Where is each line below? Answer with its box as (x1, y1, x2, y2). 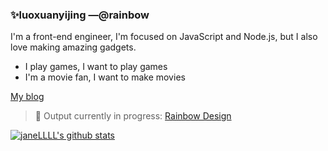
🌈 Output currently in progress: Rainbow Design (34, 110, 232, 122)
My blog (10, 91, 45, 103)
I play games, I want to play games (24, 61, 168, 73)
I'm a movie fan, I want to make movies (24, 71, 186, 83)
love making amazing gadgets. (10, 41, 137, 53)
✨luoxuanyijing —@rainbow (10, 8, 150, 22)
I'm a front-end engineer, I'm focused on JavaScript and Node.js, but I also (10, 31, 318, 43)
